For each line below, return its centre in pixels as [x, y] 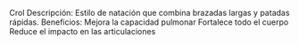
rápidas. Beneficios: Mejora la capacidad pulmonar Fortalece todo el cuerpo [149, 22]
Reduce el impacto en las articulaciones [83, 31]
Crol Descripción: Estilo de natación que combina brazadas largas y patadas [149, 13]
